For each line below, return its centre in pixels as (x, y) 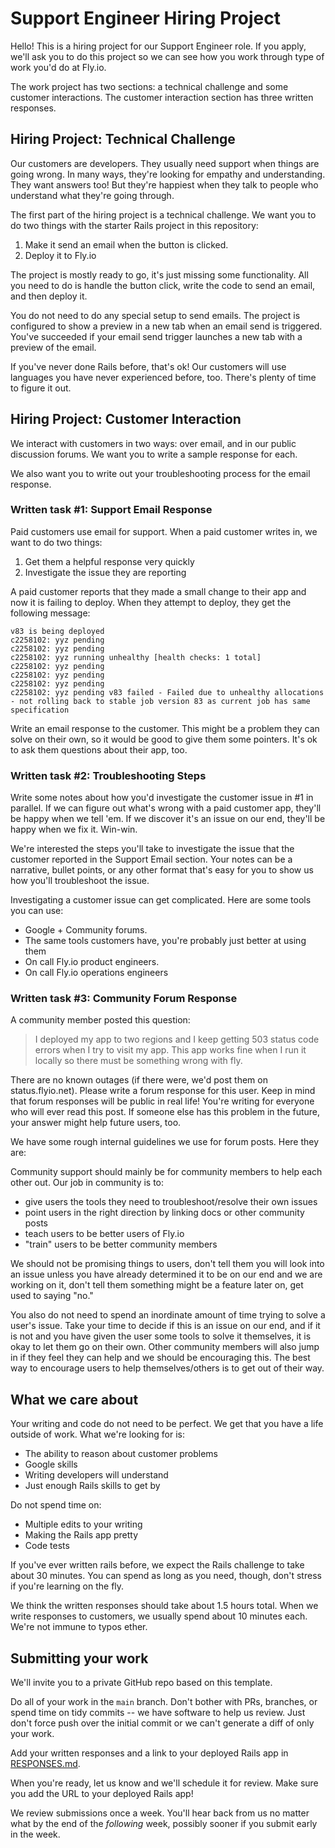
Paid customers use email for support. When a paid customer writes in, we (164, 531)
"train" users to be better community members (121, 1244)
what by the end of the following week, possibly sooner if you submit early (164, 1824)
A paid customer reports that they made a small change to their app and (158, 591)
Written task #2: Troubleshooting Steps (108, 775)
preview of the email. (53, 347)
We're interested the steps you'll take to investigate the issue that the (152, 849)
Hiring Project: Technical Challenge (123, 139)
